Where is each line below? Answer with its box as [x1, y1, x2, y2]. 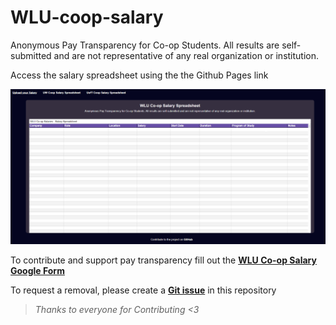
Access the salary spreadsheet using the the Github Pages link [10, 69, 269, 81]
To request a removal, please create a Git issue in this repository [10, 284, 277, 296]
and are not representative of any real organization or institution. [53, 49, 320, 61]
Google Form [10, 264, 65, 276]
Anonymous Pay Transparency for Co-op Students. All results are [10, 39, 280, 51]
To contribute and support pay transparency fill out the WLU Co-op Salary [10, 254, 317, 266]
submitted [10, 49, 52, 61]
